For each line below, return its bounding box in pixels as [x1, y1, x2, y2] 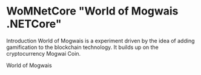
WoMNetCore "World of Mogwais [6, 4, 179, 18]
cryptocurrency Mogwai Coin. [6, 50, 81, 57]
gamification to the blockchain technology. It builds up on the [6, 44, 159, 51]
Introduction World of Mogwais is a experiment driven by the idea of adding [6, 37, 195, 44]
